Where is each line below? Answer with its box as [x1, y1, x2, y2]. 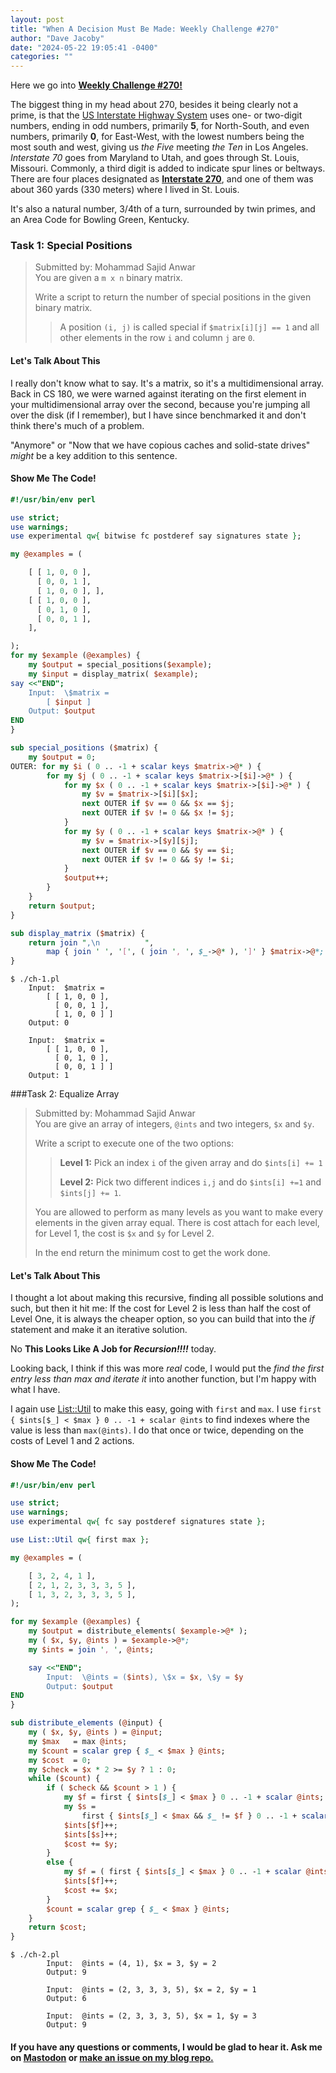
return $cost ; [28, 1922, 87, 1933]
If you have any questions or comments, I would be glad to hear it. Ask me [10, 2041, 323, 2053]
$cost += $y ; [63, 1839, 118, 1849]
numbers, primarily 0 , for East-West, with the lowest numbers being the [10, 131, 305, 143]
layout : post [10, 14, 65, 25]
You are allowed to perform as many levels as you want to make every [34, 1206, 324, 1218]
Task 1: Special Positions [10, 239, 133, 253]
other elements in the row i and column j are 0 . [59, 332, 256, 344]
